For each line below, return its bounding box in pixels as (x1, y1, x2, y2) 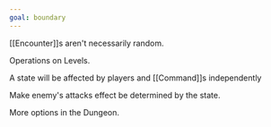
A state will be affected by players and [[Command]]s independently (9, 72, 262, 83)
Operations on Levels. (9, 55, 91, 65)
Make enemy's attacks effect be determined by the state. (9, 89, 221, 100)
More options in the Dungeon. (9, 106, 119, 117)
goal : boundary (9, 13, 66, 22)
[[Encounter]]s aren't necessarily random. (9, 38, 164, 48)
